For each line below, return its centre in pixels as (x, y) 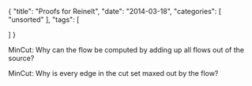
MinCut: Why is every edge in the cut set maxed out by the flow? (113, 73)
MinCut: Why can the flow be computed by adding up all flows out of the (126, 50)
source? (21, 58)
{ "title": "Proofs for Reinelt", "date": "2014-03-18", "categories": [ (115, 11)
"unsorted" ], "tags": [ (44, 20)
